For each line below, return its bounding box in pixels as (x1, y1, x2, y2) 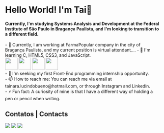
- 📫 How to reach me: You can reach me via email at (5, 76, 112, 82)
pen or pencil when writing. (5, 96, 60, 102)
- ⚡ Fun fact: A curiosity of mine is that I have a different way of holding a (5, 89, 153, 94)
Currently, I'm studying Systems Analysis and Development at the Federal (5, 21, 160, 26)
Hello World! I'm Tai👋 (5, 4, 92, 16)
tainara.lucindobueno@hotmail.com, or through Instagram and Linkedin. (5, 83, 151, 89)
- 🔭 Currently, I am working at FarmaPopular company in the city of (5, 42, 141, 48)
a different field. (5, 31, 39, 37)
